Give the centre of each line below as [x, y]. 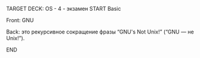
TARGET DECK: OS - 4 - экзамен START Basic [64, 9]
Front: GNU [20, 20]
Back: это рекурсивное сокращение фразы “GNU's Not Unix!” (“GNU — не [100, 32]
